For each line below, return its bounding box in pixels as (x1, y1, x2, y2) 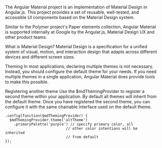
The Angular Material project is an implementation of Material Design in (5, 4, 147, 10)
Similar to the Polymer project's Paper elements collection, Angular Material (5, 24, 156, 30)
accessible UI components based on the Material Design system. (5, 15, 135, 20)
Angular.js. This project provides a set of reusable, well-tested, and (5, 9, 139, 15)
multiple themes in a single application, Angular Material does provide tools (5, 74, 155, 79)
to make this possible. (5, 79, 49, 85)
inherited (5, 130, 25, 135)
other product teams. (5, 34, 48, 40)
